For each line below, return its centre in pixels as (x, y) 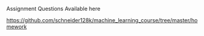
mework (17, 27)
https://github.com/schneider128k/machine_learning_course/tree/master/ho (102, 20)
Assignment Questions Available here (54, 9)
